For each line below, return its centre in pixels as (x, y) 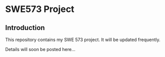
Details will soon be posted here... (40, 49)
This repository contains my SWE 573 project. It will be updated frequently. (83, 39)
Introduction (25, 28)
